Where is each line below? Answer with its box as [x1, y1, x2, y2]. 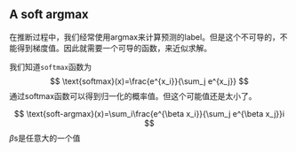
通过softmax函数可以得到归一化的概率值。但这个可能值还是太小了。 [9, 90, 257, 101]
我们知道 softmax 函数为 [9, 61, 92, 72]
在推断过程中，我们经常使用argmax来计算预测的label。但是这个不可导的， [9, 31, 280, 42]
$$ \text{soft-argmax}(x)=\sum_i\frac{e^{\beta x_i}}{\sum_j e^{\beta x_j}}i [13, 108, 285, 118]
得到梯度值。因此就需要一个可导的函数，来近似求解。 [16, 42, 212, 53]
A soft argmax [9, 7, 89, 22]
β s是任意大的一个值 [9, 133, 81, 143]
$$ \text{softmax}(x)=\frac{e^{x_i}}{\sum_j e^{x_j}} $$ [50, 75, 249, 87]
